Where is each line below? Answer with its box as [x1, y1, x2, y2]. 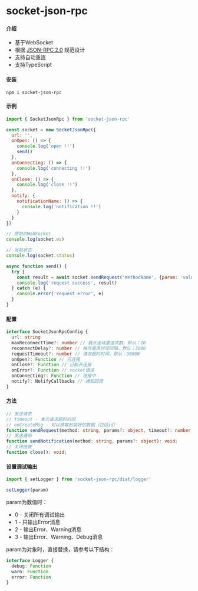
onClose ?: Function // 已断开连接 [11, 362, 92, 368]
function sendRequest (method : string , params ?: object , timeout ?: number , [6, 427, 194, 433]
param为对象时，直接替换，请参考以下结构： [6, 545, 115, 553]
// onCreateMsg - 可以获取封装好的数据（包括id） [6, 422, 118, 428]
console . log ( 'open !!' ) [16, 143, 75, 149]
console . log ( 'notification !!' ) [21, 204, 101, 209]
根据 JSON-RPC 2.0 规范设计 [14, 46, 85, 54]
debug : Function [11, 563, 51, 569]
